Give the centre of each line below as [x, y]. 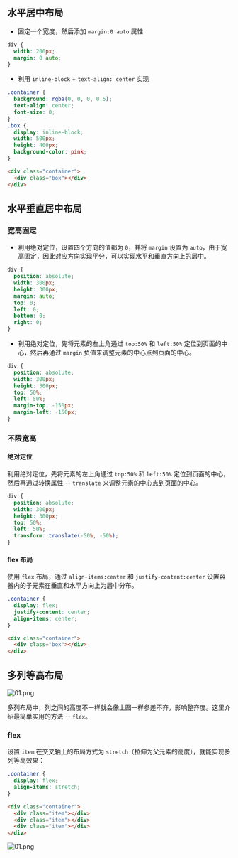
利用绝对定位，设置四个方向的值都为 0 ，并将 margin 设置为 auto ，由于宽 [123, 247]
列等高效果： [26, 761]
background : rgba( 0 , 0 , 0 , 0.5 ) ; [63, 99]
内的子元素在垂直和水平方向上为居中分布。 [75, 586]
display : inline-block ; [49, 132]
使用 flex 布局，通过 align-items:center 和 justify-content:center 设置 [113, 577]
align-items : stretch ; [47, 788]
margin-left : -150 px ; [46, 412]
